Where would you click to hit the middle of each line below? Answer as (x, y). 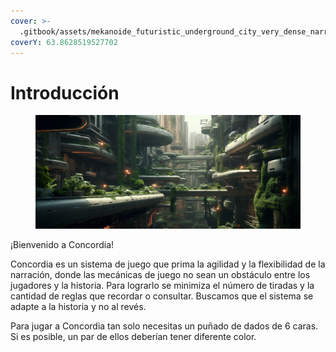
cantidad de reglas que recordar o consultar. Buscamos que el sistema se (162, 296)
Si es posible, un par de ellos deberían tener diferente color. (133, 337)
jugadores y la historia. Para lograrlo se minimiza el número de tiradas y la (162, 286)
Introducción (65, 92)
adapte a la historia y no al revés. (78, 307)
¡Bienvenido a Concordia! (62, 245)
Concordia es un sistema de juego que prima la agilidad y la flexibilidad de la (168, 264)
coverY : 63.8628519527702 (64, 42)
